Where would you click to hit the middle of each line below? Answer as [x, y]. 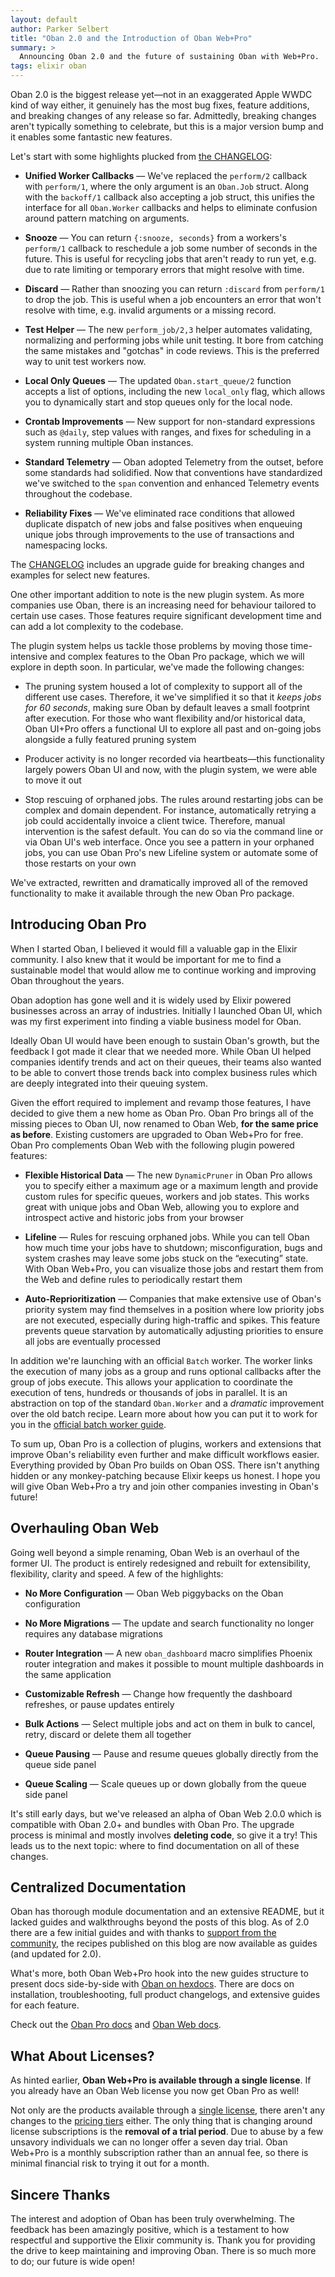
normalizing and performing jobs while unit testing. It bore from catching [174, 340]
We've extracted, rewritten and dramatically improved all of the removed [159, 882]
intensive [29, 656]
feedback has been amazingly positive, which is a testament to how [150, 2230]
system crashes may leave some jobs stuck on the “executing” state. [166, 1258]
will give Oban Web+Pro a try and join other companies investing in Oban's [164, 1486]
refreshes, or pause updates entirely [99, 1704]
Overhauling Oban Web [85, 1528]
